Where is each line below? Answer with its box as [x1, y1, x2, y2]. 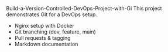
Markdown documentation [14, 40, 78, 47]
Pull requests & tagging [14, 35, 71, 41]
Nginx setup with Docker [14, 23, 75, 29]
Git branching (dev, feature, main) [14, 28, 97, 35]
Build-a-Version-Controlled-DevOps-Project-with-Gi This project [6, 5, 162, 12]
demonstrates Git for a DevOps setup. [6, 11, 98, 18]
